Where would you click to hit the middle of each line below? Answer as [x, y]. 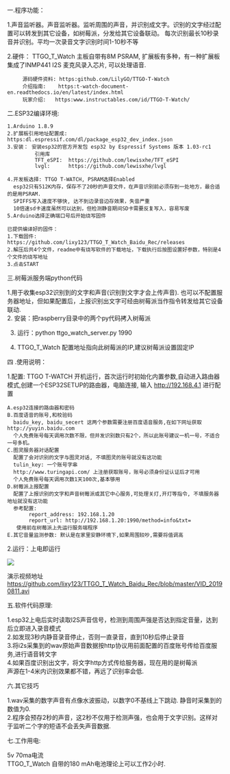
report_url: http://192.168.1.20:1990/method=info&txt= [110, 520]
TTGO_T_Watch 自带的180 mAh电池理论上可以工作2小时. [86, 764]
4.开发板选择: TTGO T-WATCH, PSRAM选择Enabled [71, 180]
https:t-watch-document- [93, 86]
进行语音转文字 [36, 654]
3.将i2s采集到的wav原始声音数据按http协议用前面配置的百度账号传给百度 [109, 645]
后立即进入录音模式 [34, 628]
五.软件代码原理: [30, 605]
